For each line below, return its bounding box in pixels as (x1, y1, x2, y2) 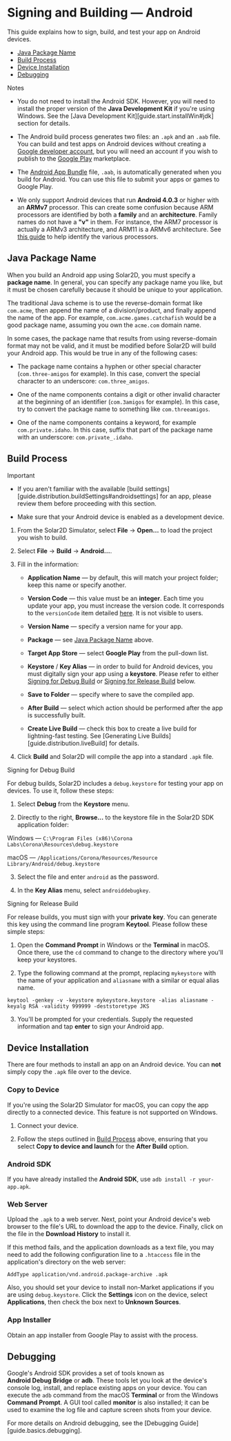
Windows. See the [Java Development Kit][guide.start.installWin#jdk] (17, 112, 214, 120)
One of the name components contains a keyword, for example (17, 418, 197, 426)
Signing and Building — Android (7, 5, 193, 21)
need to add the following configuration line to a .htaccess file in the (7, 1251, 201, 1259)
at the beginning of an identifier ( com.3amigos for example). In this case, (17, 397, 220, 406)
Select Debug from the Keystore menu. (17, 799, 130, 808)
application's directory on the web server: (7, 1258, 126, 1266)
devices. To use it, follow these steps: (7, 786, 114, 795)
